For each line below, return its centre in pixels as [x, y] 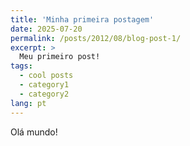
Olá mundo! [34, 132]
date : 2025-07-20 [46, 29]
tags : [21, 66]
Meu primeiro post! [60, 57]
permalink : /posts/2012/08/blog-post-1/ [96, 38]
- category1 [44, 85]
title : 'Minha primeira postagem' [82, 19]
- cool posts [46, 76]
